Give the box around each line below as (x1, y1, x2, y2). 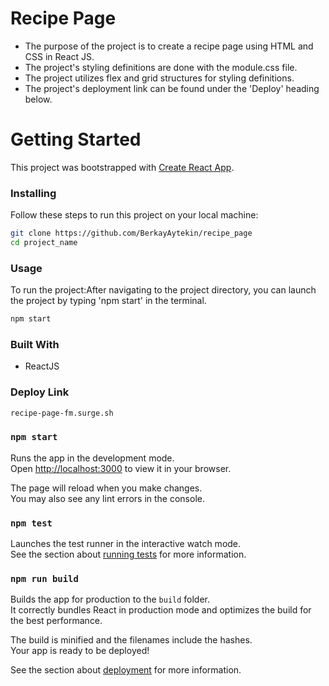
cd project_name (10, 238, 78, 248)
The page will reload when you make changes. (10, 482, 203, 494)
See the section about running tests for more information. (10, 548, 247, 561)
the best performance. (10, 615, 103, 627)
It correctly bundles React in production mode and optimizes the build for (10, 604, 312, 616)
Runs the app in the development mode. (10, 452, 175, 464)
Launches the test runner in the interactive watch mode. (10, 538, 242, 550)
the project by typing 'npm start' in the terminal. (10, 295, 207, 307)
